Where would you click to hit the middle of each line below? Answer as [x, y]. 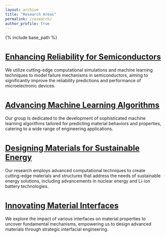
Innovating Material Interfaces [62, 206]
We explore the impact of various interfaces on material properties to [76, 219]
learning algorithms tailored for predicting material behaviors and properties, [83, 124]
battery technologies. [27, 187]
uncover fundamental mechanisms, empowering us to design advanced [78, 224]
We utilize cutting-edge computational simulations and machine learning [79, 70]
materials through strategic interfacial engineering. [57, 229]
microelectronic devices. [30, 86]
